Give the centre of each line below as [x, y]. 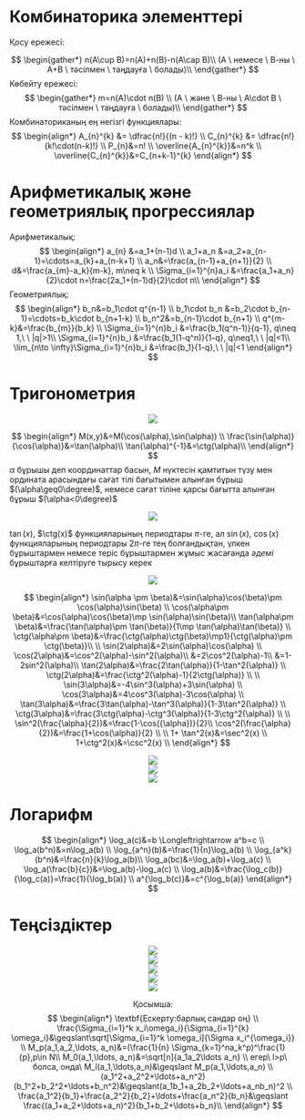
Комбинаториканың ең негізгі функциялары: [96, 121]
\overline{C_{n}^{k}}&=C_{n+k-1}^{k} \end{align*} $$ [153, 155]
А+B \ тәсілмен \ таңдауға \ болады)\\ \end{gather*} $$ [153, 69]
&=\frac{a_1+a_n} [263, 270]
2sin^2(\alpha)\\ [49, 665]
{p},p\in [33, 1057]
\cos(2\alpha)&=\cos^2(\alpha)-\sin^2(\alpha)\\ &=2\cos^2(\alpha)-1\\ [143, 655]
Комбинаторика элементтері [126, 17]
